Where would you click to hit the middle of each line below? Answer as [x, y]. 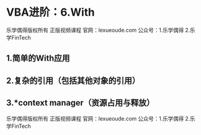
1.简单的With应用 [38, 58]
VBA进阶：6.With [50, 12]
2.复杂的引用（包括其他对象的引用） [73, 81]
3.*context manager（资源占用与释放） [80, 103]
